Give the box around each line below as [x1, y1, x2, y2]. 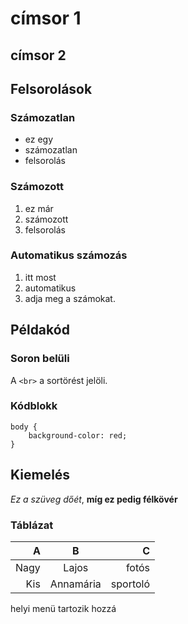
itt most [24, 271, 57, 283]
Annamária [49, 577, 102, 591]
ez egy [24, 133, 54, 146]
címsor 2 [10, 47, 67, 64]
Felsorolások [10, 80, 93, 97]
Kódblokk [10, 399, 58, 413]
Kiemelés [10, 467, 71, 484]
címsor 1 [10, 7, 82, 30]
